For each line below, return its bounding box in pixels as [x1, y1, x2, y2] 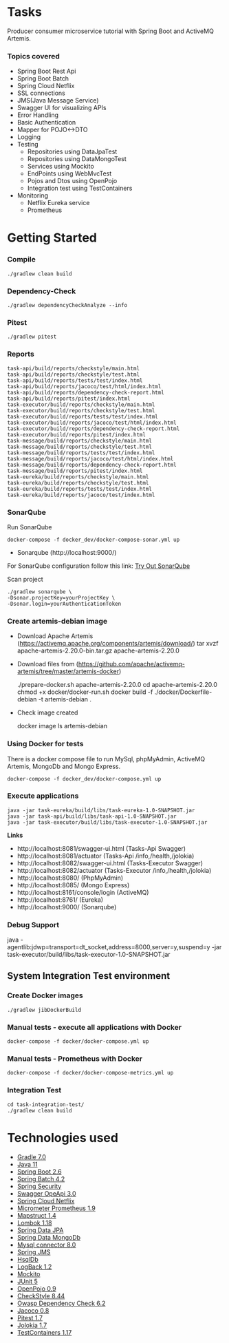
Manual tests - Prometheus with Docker [7, 1054, 143, 1064]
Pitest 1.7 [17, 1313, 43, 1322]
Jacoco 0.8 [17, 1306, 50, 1315]
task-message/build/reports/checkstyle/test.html [7, 443, 153, 450]
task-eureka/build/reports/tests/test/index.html [7, 485, 153, 492]
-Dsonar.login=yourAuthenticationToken [7, 600, 122, 607]
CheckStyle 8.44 [17, 1291, 65, 1300]
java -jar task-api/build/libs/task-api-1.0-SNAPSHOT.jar [7, 813, 177, 820]
